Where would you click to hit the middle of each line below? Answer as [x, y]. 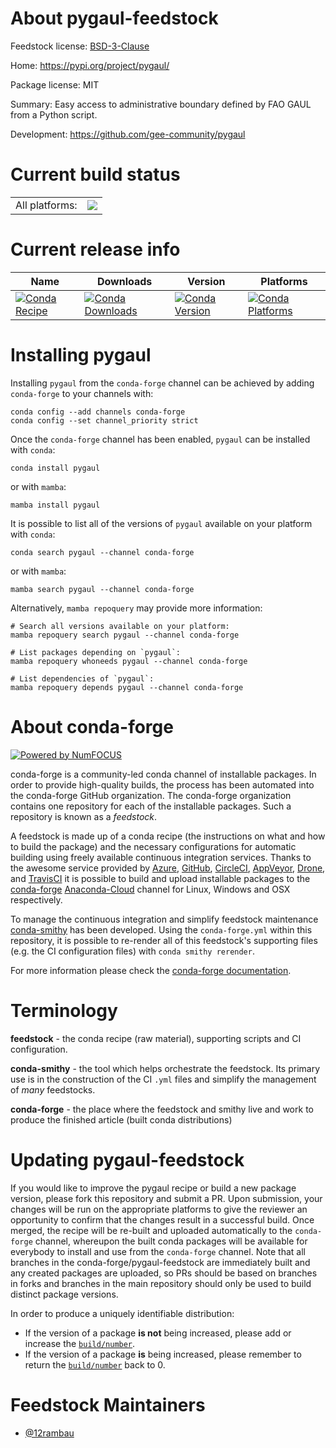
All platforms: [46, 205]
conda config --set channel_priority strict [104, 420]
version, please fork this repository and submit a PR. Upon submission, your [166, 1198]
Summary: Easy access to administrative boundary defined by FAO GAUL [161, 104]
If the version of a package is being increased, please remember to [163, 1354]
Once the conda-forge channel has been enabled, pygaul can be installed [160, 439]
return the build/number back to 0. [95, 1364]
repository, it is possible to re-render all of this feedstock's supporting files [164, 940]
